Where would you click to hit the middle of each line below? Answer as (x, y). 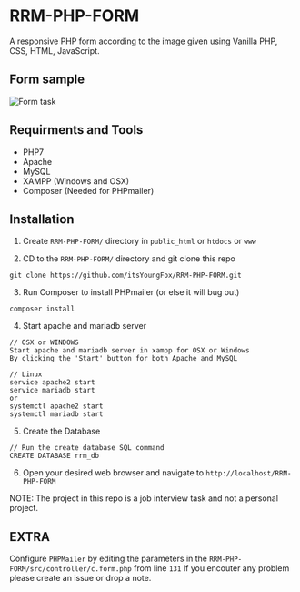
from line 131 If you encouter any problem (211, 568)
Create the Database (61, 431)
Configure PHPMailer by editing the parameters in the (108, 559)
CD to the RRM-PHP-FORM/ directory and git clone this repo (129, 259)
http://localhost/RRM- (249, 474)
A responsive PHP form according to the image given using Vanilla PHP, (144, 41)
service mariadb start (52, 391)
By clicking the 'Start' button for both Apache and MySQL (124, 359)
